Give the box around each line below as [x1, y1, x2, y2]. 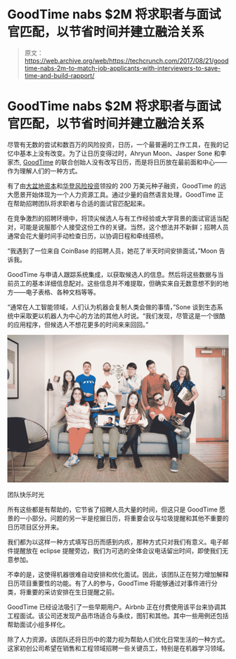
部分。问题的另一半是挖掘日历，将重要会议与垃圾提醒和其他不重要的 [31, 514, 229, 522]
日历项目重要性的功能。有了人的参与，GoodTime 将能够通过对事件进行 [7, 579, 212, 587]
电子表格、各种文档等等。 [25, 287, 100, 296]
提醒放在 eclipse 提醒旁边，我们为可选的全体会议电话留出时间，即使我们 [13, 546, 223, 555]
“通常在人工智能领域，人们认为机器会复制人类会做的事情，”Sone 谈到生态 [7, 303, 218, 311]
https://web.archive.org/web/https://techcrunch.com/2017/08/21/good [24, 56, 229, 65]
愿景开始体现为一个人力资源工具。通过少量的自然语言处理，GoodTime [13, 190, 216, 199]
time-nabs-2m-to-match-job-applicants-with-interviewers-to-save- [24, 64, 221, 72]
